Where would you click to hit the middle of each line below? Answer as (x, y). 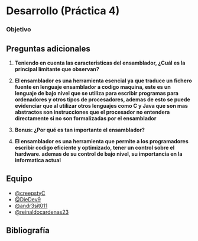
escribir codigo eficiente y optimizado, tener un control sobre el (95, 147)
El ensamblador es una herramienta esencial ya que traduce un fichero (103, 81)
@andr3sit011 (31, 205)
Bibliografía (28, 231)
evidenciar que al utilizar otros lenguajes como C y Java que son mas (101, 105)
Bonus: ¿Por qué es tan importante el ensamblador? (79, 130)
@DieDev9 (28, 199)
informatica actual (38, 160)
